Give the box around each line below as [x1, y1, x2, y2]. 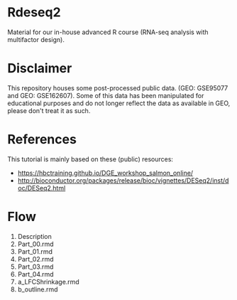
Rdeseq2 [7, 4, 62, 21]
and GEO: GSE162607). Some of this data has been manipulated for [7, 91, 204, 100]
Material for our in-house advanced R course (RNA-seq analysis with [7, 28, 209, 36]
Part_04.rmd [17, 269, 55, 278]
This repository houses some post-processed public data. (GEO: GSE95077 [7, 83, 228, 92]
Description [17, 232, 52, 240]
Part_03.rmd [17, 262, 54, 271]
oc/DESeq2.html [17, 183, 66, 192]
